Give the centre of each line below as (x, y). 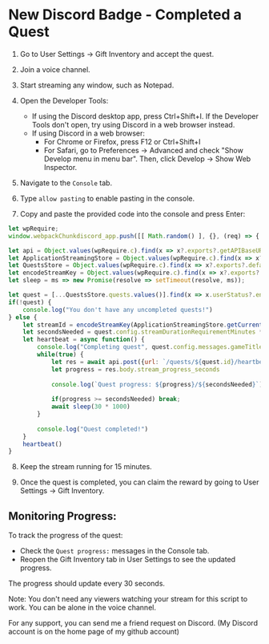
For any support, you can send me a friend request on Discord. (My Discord (133, 623)
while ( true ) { (60, 354)
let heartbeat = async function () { (84, 340)
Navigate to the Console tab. (66, 183)
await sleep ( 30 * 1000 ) (90, 407)
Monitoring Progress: (63, 516)
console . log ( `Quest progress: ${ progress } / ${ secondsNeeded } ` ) (157, 384)
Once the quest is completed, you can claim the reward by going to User (139, 482)
